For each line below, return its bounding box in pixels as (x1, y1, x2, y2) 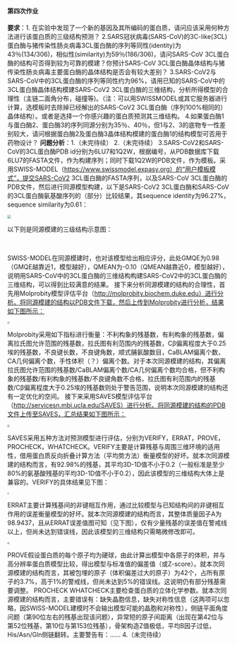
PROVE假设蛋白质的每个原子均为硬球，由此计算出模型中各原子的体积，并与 (7, 550, 226, 559)
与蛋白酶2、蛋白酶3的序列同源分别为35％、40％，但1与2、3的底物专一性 (7, 121, 220, 129)
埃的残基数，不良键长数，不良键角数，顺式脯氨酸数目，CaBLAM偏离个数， (7, 348, 224, 356)
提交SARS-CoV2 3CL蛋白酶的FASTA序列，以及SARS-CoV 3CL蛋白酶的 (22, 174, 228, 182)
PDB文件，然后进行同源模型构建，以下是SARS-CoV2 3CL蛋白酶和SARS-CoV (7, 182, 229, 191)
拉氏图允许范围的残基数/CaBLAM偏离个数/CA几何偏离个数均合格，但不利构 (7, 366, 226, 374)
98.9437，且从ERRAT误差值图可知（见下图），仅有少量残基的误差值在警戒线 (7, 518, 228, 527)
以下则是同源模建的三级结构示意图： (7, 225, 113, 233)
